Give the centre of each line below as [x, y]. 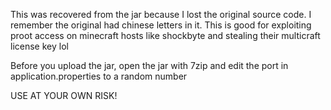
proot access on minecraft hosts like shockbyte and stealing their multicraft [165, 35]
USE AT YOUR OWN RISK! [64, 95]
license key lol [39, 46]
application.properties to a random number [99, 76]
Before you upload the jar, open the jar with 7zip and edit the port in [149, 65]
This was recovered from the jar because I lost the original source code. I [161, 14]
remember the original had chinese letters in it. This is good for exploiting [161, 25]
